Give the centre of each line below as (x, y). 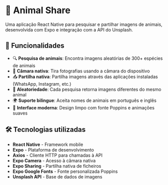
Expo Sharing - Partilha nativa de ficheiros (57, 166)
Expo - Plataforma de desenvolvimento (53, 150)
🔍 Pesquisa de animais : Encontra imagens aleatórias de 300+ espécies (88, 58)
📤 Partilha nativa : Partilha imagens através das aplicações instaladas (85, 77)
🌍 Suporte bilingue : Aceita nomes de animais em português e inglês (85, 100)
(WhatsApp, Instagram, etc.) (42, 84)
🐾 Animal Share (38, 10)
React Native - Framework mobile (48, 144)
